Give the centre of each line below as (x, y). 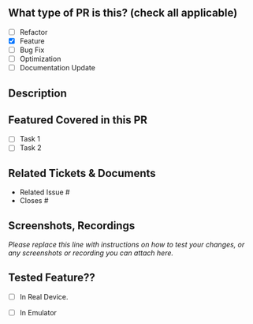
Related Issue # (45, 192)
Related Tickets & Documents (82, 173)
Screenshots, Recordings (72, 226)
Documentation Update (58, 68)
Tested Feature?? (52, 278)
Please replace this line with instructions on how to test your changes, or (126, 245)
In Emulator (38, 312)
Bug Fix (32, 50)
